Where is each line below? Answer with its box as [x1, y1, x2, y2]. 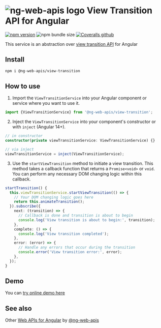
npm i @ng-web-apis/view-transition [5, 68, 80, 73]
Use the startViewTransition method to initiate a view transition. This [12, 160, 154, 166]
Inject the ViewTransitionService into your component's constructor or [12, 119, 156, 125]
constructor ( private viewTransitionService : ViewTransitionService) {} [5, 138, 155, 143]
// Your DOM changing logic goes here [14, 195, 94, 200]
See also [5, 304, 32, 312]
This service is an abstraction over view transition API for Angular [5, 41, 138, 47]
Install [5, 56, 25, 64]
